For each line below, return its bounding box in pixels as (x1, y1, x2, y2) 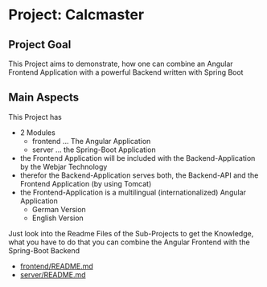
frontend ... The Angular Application (31, 136, 151, 146)
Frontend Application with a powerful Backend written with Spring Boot (8, 68, 244, 77)
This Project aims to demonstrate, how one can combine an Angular (8, 59, 233, 68)
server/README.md (19, 269, 86, 279)
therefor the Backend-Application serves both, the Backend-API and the (19, 170, 259, 180)
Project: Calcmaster (8, 6, 145, 24)
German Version (31, 204, 86, 214)
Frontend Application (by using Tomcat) (19, 178, 152, 188)
